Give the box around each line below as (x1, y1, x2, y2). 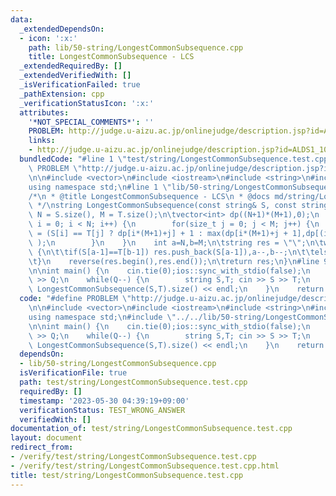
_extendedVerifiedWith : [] (19, 71, 132, 81)
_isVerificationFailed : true (19, 80, 141, 90)
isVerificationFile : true (19, 368, 128, 378)
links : (28, 136, 56, 146)
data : (10, 14, 33, 25)
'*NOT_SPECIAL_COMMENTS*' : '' (28, 117, 155, 127)
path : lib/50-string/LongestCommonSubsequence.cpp (28, 42, 244, 53)
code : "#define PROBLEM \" (19, 294, 132, 304)
